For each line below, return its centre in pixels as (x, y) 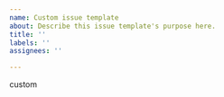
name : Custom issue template (64, 18)
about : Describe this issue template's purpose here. (113, 26)
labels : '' (30, 43)
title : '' (28, 34)
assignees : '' (36, 51)
